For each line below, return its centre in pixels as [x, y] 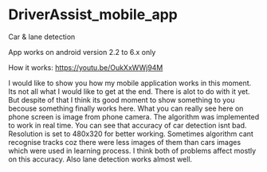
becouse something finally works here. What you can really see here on [126, 108]
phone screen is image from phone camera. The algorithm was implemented [134, 116]
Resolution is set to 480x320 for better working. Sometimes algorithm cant [131, 134]
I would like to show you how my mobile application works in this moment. [130, 83]
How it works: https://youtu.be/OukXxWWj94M [86, 67]
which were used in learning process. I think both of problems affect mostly [132, 150]
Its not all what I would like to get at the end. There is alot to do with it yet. [129, 91]
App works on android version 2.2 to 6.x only [82, 52]
